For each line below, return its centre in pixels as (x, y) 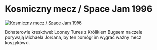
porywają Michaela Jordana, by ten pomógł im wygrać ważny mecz (73, 37)
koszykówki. (18, 42)
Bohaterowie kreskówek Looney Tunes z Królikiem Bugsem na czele (74, 32)
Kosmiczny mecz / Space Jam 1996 (79, 9)
